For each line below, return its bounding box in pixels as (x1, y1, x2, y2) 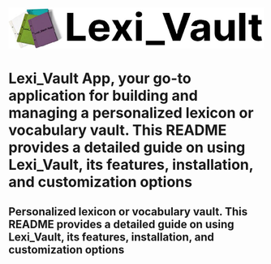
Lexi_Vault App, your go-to (8, 69, 192, 88)
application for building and (8, 86, 199, 105)
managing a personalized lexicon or (8, 103, 254, 122)
